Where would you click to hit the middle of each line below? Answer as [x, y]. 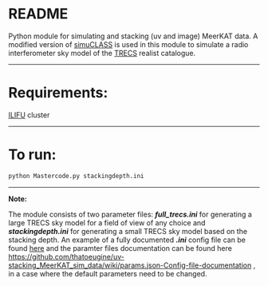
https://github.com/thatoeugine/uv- [67, 256]
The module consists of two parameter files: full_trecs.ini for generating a [130, 214]
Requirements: [58, 93]
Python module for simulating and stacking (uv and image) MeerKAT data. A [133, 36]
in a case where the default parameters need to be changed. [108, 273]
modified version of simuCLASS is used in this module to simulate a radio [128, 44]
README [38, 14]
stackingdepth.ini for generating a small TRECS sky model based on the [128, 231]
